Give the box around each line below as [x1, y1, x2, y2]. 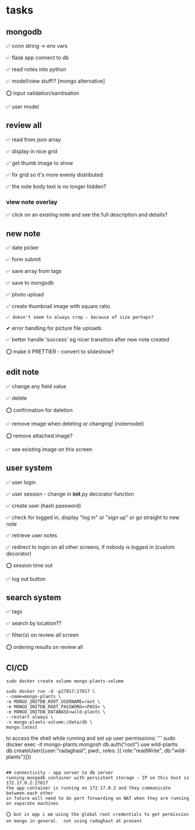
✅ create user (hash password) [6, 502, 82, 509]
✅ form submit [6, 255, 41, 262]
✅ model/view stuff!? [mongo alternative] [6, 77, 105, 84]
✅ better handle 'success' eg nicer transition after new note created [6, 336, 169, 343]
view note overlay [6, 197, 58, 206]
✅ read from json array [6, 136, 61, 143]
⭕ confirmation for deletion [6, 407, 73, 414]
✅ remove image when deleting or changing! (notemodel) [6, 420, 144, 427]
